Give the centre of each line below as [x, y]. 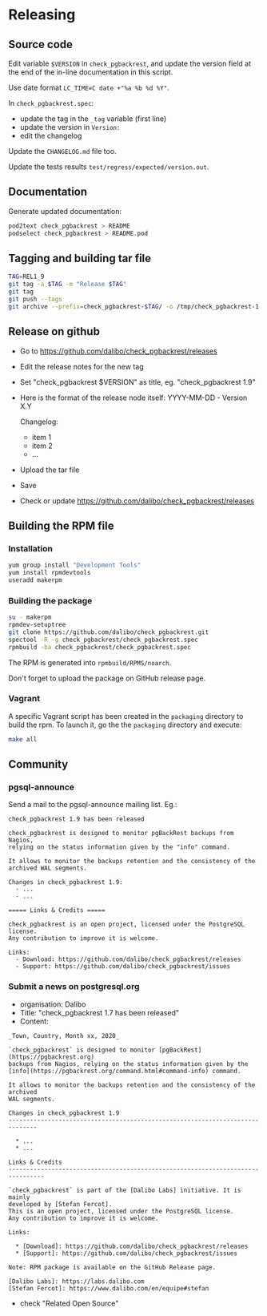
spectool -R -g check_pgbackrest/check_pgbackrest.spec [103, 640]
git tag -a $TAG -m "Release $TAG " [68, 285]
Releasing [42, 15]
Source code [41, 44]
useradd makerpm [35, 580]
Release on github [54, 331]
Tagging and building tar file [80, 258]
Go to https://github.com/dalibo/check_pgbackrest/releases [118, 351]
